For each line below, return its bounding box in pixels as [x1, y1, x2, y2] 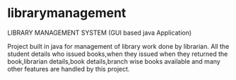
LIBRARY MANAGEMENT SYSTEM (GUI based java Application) [7, 28, 192, 37]
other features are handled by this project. [7, 64, 130, 73]
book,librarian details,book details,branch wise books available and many [7, 57, 220, 65]
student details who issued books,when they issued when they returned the [7, 50, 228, 58]
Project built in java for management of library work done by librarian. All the [7, 42, 230, 50]
